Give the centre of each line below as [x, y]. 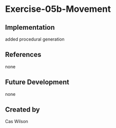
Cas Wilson [17, 122]
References [23, 55]
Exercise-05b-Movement [58, 9]
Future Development [37, 82]
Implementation [30, 27]
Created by [23, 110]
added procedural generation [35, 39]
